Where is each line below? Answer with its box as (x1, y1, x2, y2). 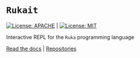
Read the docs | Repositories (6, 45, 77, 52)
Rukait (6, 5, 39, 16)
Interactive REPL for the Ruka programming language (6, 33, 135, 40)
